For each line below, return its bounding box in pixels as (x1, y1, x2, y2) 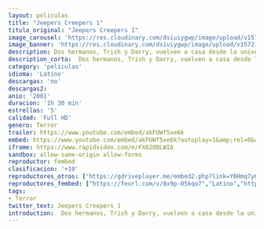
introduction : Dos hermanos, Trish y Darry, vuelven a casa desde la (8, 209, 244, 217)
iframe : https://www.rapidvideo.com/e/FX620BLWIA (8, 143, 174, 151)
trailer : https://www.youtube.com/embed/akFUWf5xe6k (8, 128, 185, 136)
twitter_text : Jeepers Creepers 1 (8, 201, 122, 209)
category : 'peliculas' (8, 63, 82, 71)
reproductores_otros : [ (8, 172, 86, 181)
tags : (8, 187, 26, 195)
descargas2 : (8, 84, 47, 93)
